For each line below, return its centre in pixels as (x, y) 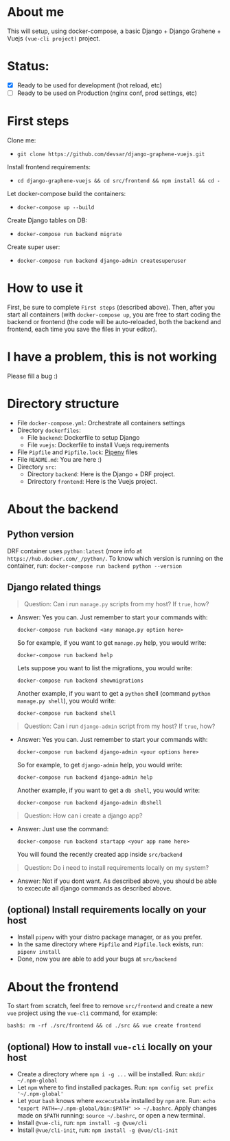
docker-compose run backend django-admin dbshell (90, 802)
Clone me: (22, 140)
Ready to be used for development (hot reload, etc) (90, 85)
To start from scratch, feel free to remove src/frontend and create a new (110, 1006)
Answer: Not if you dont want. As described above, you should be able (117, 881)
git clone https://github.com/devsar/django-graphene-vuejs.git (111, 154)
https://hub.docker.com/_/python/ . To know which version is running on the (115, 558)
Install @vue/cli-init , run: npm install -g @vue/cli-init (97, 1130)
